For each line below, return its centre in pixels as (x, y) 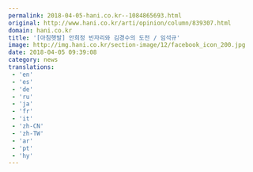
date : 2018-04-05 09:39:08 (53, 52)
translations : (32, 67)
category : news (33, 60)
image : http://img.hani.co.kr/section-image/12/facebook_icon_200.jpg (127, 45)
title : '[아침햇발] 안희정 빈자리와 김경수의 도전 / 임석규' (94, 38)
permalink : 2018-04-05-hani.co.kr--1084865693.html (95, 15)
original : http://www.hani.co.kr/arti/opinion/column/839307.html (120, 23)
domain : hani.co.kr (40, 30)
